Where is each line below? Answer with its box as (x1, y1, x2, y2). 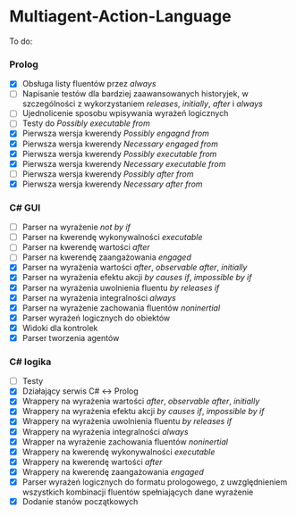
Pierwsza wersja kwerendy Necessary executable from (21, 158, 226, 169)
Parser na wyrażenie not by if (21, 221, 131, 233)
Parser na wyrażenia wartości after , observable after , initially (21, 262, 248, 273)
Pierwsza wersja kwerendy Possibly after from (21, 168, 194, 179)
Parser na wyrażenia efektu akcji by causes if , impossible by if (21, 272, 252, 283)
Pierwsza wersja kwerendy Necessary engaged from (21, 138, 219, 149)
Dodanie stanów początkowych (21, 495, 139, 506)
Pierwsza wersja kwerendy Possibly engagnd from (21, 128, 210, 139)
